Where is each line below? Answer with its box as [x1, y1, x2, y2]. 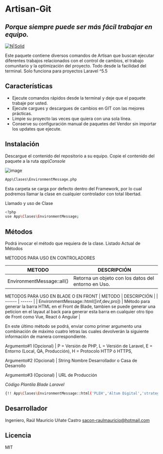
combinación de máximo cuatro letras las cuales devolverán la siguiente [5, 329, 149, 335]
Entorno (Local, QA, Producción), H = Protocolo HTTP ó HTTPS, [5, 348, 132, 354]
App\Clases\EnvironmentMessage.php [5, 177, 77, 182]
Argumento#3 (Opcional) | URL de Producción [5, 372, 98, 378]
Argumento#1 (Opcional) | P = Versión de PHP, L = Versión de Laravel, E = [5, 343, 153, 349]
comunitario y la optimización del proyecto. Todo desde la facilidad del [5, 63, 147, 68]
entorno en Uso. [73, 281, 110, 287]
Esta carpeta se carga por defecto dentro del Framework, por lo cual [5, 185, 142, 191]
